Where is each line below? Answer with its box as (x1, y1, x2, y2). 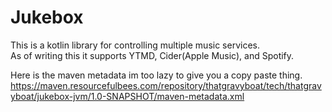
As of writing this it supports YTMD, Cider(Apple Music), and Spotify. (10, 49, 295, 61)
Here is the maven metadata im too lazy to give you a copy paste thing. (10, 69, 303, 81)
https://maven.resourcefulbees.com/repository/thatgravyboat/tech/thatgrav (10, 79, 322, 91)
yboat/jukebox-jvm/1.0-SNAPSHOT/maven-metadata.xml (10, 90, 245, 102)
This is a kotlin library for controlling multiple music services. (10, 39, 260, 51)
